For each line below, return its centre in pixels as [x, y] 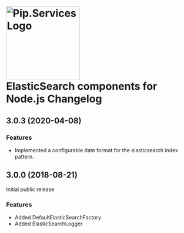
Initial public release [30, 189]
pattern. [24, 156]
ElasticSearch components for [82, 86]
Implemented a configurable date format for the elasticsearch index [96, 150]
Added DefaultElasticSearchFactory [58, 217]
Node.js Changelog [54, 99]
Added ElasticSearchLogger [48, 224]
